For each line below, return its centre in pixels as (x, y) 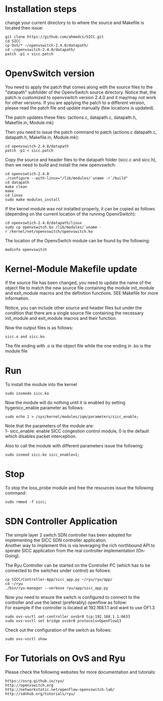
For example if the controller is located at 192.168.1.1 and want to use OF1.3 (80, 607)
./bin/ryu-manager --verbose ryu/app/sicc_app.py (57, 588)
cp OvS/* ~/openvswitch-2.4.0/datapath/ (47, 45)
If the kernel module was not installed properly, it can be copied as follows (80, 208)
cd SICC (13, 41)
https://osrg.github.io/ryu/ (35, 681)
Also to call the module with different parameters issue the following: (74, 445)
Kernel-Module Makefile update (71, 269)
